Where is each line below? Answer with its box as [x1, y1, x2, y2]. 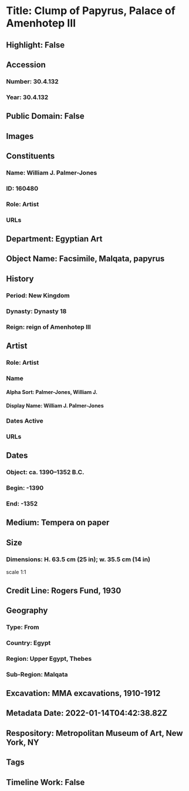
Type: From [6, 623, 39, 631]
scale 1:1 [6, 569, 26, 576]
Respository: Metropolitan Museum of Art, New [6, 728, 183, 738]
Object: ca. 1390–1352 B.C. [6, 468, 85, 476]
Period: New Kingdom [6, 291, 70, 300]
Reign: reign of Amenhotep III [6, 322, 91, 331]
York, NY [6, 737, 39, 747]
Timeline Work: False [6, 777, 85, 787]
